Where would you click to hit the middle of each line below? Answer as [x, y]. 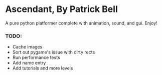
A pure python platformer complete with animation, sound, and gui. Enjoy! [81, 23]
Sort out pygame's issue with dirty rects [54, 52]
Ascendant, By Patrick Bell [61, 9]
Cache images [27, 47]
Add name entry [29, 63]
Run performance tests [36, 57]
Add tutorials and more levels [43, 68]
